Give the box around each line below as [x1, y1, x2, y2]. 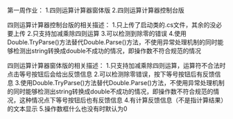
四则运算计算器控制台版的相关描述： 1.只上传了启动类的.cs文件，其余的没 [7, 21, 216, 29]
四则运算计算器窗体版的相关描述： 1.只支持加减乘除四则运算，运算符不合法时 [7, 62, 226, 69]
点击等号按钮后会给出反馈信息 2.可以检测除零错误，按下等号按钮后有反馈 [7, 70, 215, 78]
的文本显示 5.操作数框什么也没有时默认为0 [7, 104, 128, 113]
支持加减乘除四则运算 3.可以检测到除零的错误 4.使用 [38, 30, 187, 37]
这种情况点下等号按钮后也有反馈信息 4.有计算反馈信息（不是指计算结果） [19, 96, 224, 104]
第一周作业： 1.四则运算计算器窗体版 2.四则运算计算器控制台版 [7, 6, 185, 14]
